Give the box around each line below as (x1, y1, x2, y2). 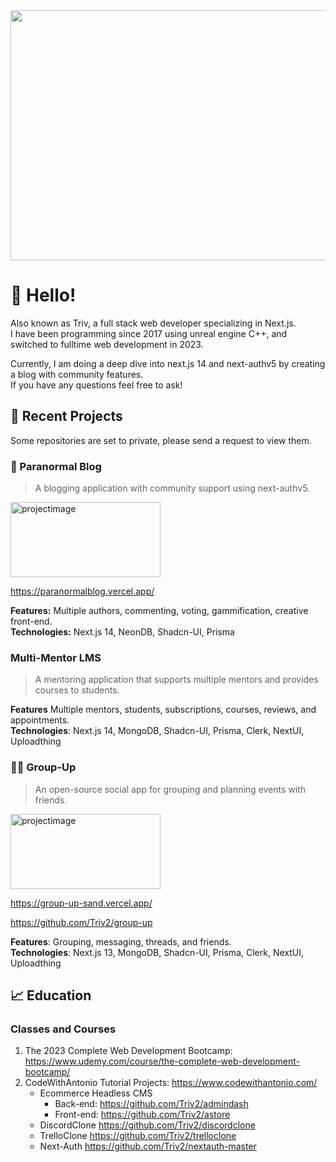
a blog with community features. (10, 368, 144, 380)
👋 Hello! (10, 284, 77, 307)
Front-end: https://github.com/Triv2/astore (54, 1109, 231, 1121)
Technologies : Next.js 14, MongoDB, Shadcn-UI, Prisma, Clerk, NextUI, (10, 725, 305, 737)
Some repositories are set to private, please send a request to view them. (10, 434, 312, 446)
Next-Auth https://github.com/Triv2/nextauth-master (39, 1140, 257, 1153)
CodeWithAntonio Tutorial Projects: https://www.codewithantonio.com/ (24, 1077, 318, 1089)
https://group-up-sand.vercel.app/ (10, 897, 153, 909)
